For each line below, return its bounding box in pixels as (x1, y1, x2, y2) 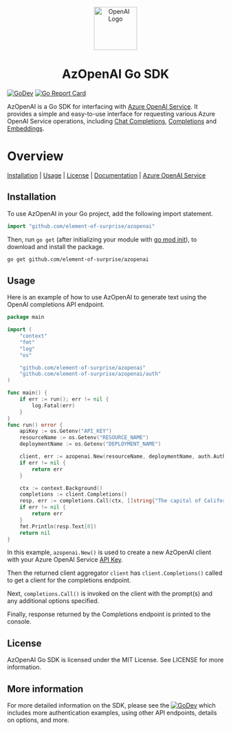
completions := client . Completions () (19, 491, 128, 498)
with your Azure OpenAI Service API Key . (7, 555, 124, 564)
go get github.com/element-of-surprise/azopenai (7, 255, 149, 263)
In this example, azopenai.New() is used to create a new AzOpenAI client (7, 548, 212, 557)
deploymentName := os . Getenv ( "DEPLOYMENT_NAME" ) (19, 441, 162, 447)
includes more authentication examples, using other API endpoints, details (7, 709, 217, 717)
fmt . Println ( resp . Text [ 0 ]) (19, 523, 97, 530)
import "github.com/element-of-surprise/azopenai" (7, 222, 155, 230)
